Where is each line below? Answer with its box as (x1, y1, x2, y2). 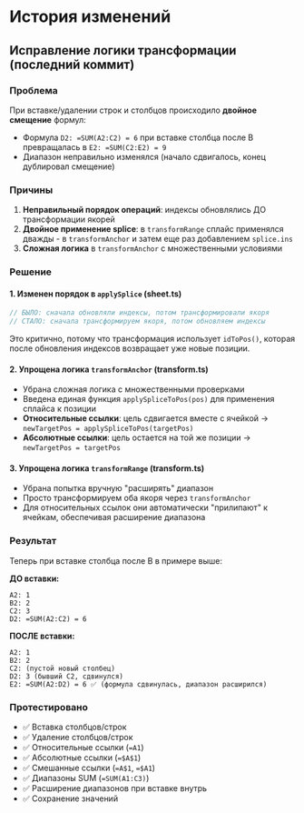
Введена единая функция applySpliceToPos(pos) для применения (22, 394, 275, 405)
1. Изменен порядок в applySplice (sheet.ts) (9, 288, 182, 299)
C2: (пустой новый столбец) (9, 664, 116, 673)
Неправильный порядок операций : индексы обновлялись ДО (22, 205, 266, 216)
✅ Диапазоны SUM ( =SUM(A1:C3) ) (22, 773, 150, 784)
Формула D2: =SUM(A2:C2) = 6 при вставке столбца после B (22, 132, 254, 143)
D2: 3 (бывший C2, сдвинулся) (9, 671, 124, 681)
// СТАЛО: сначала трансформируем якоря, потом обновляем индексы (9, 316, 266, 326)
